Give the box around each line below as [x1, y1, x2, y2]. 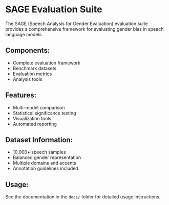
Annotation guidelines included [12, 165, 78, 172]
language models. [5, 31, 44, 37]
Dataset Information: [5, 135, 73, 144]
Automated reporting [12, 121, 57, 127]
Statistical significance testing [12, 110, 76, 116]
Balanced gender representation [12, 154, 81, 161]
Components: [5, 46, 50, 55]
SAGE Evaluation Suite [5, 4, 102, 15]
